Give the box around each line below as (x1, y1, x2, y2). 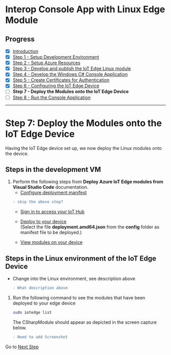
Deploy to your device (20, 218, 67, 225)
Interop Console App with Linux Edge (5, 4, 165, 15)
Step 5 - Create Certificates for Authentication (12, 77, 110, 83)
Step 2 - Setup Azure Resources (12, 60, 80, 66)
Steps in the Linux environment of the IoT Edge (5, 254, 156, 263)
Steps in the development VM (5, 165, 101, 174)
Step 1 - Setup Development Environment (12, 54, 99, 60)
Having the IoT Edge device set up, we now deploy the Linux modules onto (5, 145, 162, 151)
